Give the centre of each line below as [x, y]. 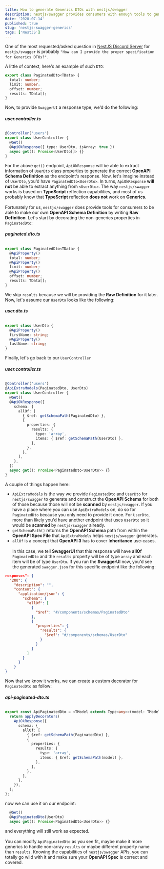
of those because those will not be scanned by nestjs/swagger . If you [82, 504]
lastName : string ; [28, 344]
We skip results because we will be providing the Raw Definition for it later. [82, 294]
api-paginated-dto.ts [27, 697]
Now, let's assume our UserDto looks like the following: [60, 300]
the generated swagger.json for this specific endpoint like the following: [84, 566]
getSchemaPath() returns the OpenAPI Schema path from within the [80, 530]
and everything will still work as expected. [47, 831]
